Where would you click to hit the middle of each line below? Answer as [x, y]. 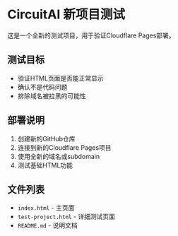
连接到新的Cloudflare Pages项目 [64, 147]
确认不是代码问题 [42, 87]
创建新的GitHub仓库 [46, 138]
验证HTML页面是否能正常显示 [60, 78]
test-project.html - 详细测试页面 [66, 217]
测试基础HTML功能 [45, 165]
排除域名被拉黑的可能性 [52, 95]
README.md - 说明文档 [47, 225]
